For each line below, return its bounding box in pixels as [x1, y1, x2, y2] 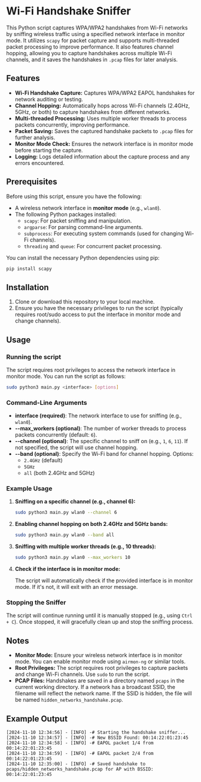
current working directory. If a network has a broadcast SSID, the [14, 684, 175, 691]
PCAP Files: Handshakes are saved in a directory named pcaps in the [14, 677, 185, 684]
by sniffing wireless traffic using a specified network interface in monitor [6, 30, 185, 37]
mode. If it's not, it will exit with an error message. [14, 584, 138, 591]
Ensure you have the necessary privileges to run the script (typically [14, 305, 184, 312]
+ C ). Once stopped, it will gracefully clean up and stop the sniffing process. [6, 618, 194, 625]
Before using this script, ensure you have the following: [6, 193, 142, 200]
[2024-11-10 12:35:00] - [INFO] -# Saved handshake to [6, 760, 146, 767]
